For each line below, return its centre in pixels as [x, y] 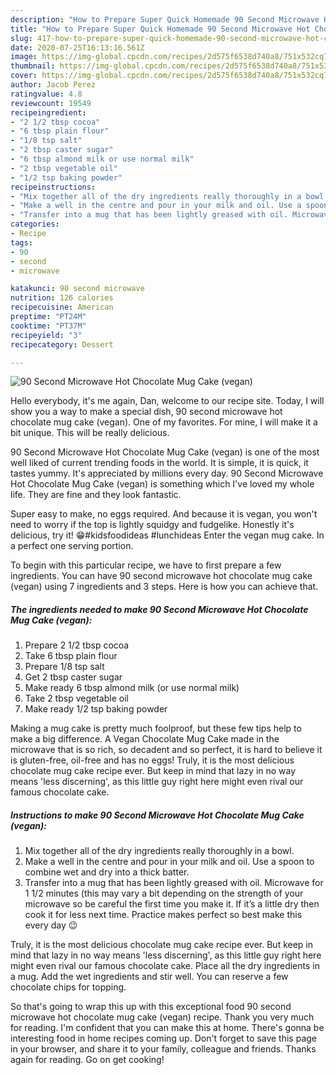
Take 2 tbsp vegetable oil [76, 698]
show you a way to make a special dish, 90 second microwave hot [146, 412]
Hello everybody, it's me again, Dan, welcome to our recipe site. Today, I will [167, 401]
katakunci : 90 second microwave [77, 289]
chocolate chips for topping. [68, 987]
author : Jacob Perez [53, 85]
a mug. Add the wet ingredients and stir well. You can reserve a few [149, 977]
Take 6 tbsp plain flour [71, 656]
